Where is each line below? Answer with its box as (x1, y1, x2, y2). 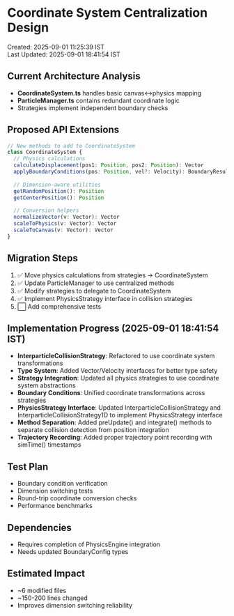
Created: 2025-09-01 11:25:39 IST (7, 43, 104, 51)
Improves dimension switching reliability (17, 601, 133, 609)
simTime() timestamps (17, 440, 81, 449)
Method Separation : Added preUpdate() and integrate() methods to (17, 418, 212, 426)
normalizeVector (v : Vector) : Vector (13, 214, 120, 221)
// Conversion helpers (13, 207, 79, 214)
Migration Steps (7, 252, 79, 264)
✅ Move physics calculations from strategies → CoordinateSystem (17, 270, 208, 279)
